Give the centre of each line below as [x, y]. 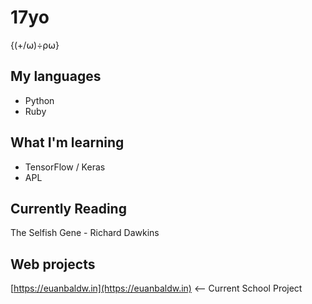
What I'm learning [67, 142]
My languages [56, 76]
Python [39, 100]
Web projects [53, 264]
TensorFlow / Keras [65, 167]
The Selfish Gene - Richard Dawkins [85, 233]
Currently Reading [68, 208]
